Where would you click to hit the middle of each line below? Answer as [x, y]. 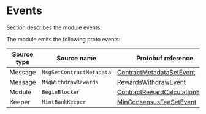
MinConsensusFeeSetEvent [157, 102]
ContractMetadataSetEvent [156, 72]
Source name [77, 58]
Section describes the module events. [54, 27]
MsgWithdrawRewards [71, 82]
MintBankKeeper [64, 102]
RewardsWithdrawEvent [151, 82]
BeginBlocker [61, 92]
